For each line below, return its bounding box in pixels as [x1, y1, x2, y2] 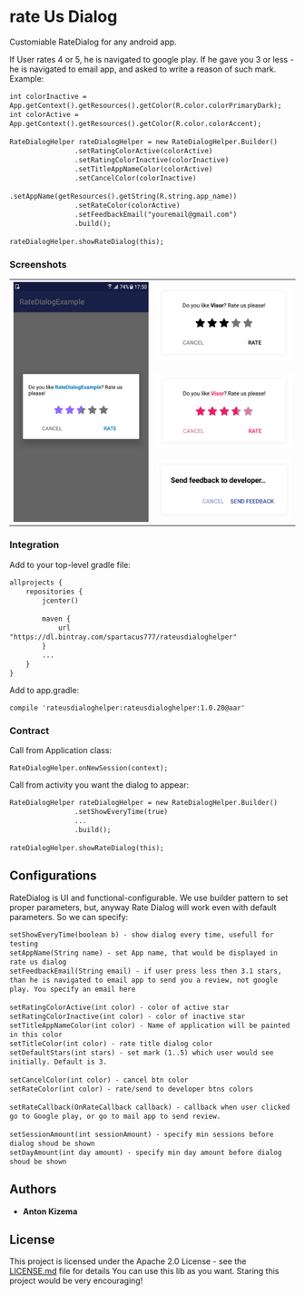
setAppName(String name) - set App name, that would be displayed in [9, 948, 279, 957]
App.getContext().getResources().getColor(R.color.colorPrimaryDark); [9, 101, 282, 110]
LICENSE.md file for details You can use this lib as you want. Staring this [9, 1266, 280, 1277]
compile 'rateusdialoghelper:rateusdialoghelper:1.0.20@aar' [9, 703, 246, 712]
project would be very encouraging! [9, 1275, 143, 1286]
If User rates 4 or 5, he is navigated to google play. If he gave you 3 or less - [9, 54, 294, 64]
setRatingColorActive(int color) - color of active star [9, 1003, 230, 1012]
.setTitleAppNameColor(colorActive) [74, 164, 213, 173]
